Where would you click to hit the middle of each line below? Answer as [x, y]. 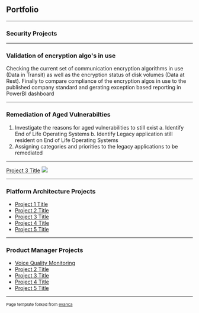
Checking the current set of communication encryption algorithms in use [95, 69]
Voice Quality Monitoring [45, 263]
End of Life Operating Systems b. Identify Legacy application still [94, 134]
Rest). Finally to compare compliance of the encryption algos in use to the [96, 81]
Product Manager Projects [45, 250]
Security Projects [32, 33]
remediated [29, 153]
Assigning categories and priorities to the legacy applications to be [96, 146]
